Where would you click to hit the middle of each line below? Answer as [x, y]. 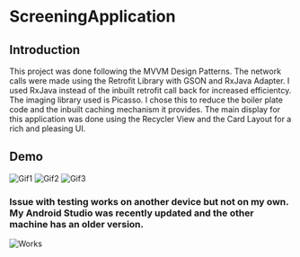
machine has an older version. [77, 224]
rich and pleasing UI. [48, 128]
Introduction [45, 50]
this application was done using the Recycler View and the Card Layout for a [150, 119]
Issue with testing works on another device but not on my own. [149, 201]
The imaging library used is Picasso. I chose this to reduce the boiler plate [146, 100]
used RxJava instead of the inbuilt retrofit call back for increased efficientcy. [150, 90]
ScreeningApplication [93, 17]
